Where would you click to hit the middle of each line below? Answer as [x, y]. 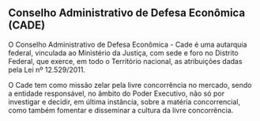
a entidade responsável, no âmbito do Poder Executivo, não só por [117, 93]
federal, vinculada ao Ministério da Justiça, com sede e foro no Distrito [123, 53]
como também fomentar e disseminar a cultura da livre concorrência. [121, 110]
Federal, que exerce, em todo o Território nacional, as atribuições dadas [125, 61]
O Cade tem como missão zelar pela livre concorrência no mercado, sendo [130, 85]
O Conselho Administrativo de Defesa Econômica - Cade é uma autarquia [128, 44]
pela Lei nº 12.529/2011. [47, 70]
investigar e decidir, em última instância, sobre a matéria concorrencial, [124, 101]
